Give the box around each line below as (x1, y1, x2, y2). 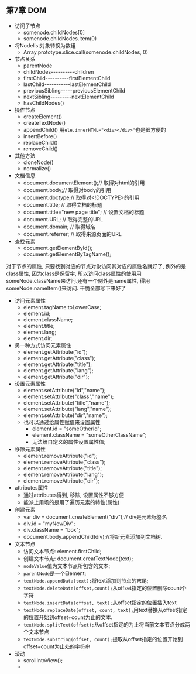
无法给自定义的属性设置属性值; (32, 438, 106, 445)
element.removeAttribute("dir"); (23, 477, 99, 484)
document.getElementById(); (23, 244, 93, 251)
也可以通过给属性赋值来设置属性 (23, 418, 101, 426)
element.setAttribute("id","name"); (23, 386, 106, 394)
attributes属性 (14, 484, 49, 491)
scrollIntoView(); (23, 656, 63, 663)
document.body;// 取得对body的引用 (23, 186, 112, 193)
